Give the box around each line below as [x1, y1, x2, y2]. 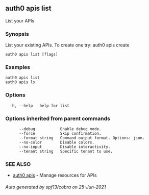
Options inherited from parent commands [5, 115, 111, 122]
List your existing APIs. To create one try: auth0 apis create [5, 42, 130, 48]
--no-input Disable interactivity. [18, 144, 111, 150]
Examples [5, 64, 31, 71]
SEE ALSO [5, 160, 31, 167]
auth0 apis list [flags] [5, 52, 58, 57]
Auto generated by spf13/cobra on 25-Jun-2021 [5, 184, 106, 190]
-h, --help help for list [10, 103, 70, 108]
